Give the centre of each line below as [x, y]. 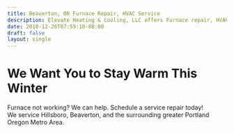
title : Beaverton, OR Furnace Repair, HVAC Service [84, 14]
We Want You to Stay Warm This [102, 74]
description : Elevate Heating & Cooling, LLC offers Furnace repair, [110, 20]
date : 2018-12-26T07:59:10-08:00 [56, 26]
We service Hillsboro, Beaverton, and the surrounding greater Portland [108, 115]
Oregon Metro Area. [36, 123]
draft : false [26, 33]
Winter [28, 88]
